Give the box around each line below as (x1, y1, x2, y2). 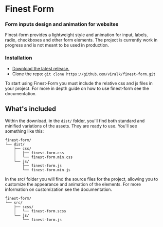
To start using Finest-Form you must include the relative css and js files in (5, 80, 153, 86)
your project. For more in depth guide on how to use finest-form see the (5, 85, 149, 91)
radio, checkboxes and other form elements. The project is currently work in (5, 37, 158, 43)
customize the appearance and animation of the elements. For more (5, 181, 141, 187)
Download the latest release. (12, 65, 70, 71)
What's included (5, 105, 56, 113)
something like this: (5, 128, 44, 134)
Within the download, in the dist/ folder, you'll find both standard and (5, 118, 145, 124)
